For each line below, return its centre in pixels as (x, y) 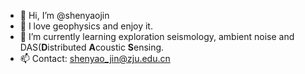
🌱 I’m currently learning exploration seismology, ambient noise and (157, 36)
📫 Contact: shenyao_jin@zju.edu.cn (95, 58)
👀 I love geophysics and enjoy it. (86, 26)
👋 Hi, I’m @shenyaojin (64, 15)
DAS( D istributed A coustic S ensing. (92, 47)
